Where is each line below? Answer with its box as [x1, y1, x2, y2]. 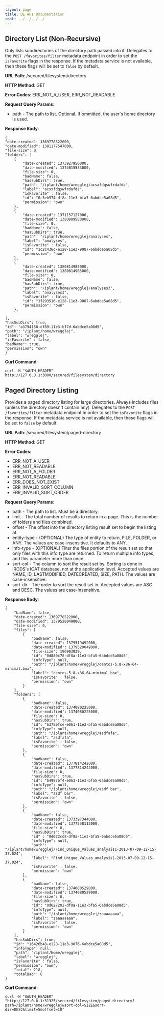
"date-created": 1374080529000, [31, 886, 97, 891]
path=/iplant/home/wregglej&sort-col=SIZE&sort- [5, 1003, 106, 1008]
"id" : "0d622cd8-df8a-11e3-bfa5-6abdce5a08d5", [31, 834, 133, 839]
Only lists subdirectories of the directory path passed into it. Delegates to [5, 48, 153, 54]
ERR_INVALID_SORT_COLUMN [12, 484, 73, 490]
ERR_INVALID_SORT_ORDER [12, 490, 69, 495]
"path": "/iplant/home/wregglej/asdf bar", [31, 787, 121, 792]
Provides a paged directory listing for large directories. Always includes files [5, 399, 159, 405]
